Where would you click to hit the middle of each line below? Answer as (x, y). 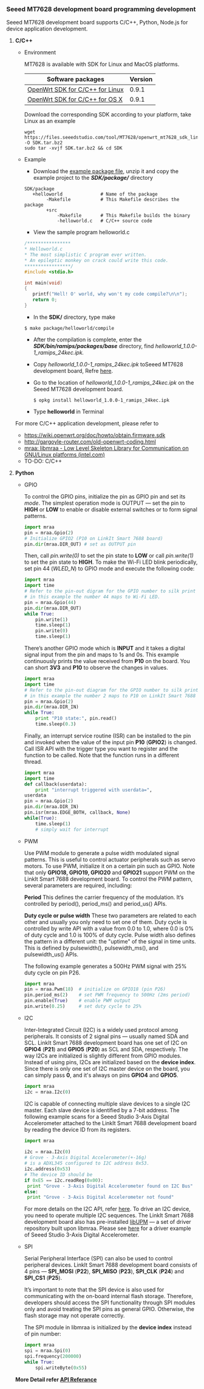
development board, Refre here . (73, 371)
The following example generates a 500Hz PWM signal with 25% (105, 966)
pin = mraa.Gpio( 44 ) (50, 602)
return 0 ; (45, 300)
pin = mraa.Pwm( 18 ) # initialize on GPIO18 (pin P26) (95, 989)
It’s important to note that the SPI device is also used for (94, 1290)
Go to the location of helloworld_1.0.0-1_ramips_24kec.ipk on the (114, 382)
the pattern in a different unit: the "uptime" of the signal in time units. (110, 941)
